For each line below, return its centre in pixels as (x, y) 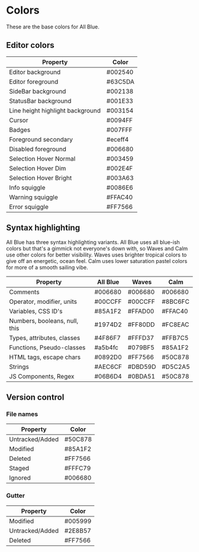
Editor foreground (34, 82)
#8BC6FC (176, 301)
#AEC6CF (108, 367)
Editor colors (30, 45)
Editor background (35, 72)
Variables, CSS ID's (36, 311)
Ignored (20, 478)
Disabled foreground (38, 149)
